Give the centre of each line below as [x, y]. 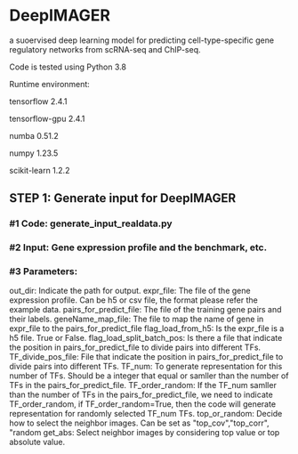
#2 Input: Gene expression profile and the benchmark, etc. [138, 247]
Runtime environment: [50, 84]
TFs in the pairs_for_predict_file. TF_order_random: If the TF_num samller [143, 385]
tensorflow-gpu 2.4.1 [47, 118]
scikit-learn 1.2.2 [40, 170]
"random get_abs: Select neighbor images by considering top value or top [145, 433]
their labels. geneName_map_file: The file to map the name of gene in [137, 319]
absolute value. [37, 442]
